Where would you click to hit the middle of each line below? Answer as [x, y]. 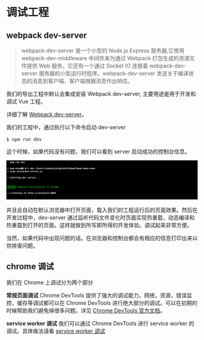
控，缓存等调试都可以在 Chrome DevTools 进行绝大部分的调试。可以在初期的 [102, 303]
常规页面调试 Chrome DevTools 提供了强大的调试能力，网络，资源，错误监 [99, 295]
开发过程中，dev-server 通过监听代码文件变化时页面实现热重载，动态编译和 [101, 217]
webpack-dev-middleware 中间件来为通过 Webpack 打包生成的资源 [105, 58]
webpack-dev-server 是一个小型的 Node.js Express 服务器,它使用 [103, 50]
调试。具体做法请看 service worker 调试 [56, 331]
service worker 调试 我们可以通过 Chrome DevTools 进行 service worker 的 [100, 323]
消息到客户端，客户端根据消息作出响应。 [83, 81]
